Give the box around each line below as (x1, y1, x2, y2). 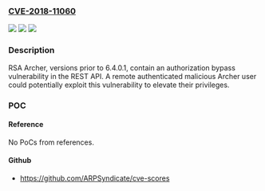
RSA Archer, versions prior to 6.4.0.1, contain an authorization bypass (8, 62, 235, 73)
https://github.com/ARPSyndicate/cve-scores (19, 173, 170, 183)
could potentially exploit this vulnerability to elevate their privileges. (8, 80, 230, 90)
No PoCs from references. (8, 137, 94, 147)
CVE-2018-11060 (8, 6, 77, 17)
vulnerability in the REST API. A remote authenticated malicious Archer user (8, 71, 257, 81)
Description (8, 45, 55, 56)
